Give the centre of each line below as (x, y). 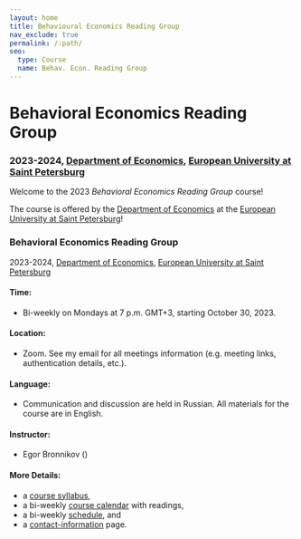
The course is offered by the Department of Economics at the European (142, 209)
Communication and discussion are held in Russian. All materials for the (155, 404)
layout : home (34, 18)
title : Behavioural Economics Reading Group (94, 26)
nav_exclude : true (44, 34)
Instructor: (30, 434)
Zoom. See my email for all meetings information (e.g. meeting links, (149, 353)
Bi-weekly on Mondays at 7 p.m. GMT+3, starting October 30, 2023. (149, 313)
